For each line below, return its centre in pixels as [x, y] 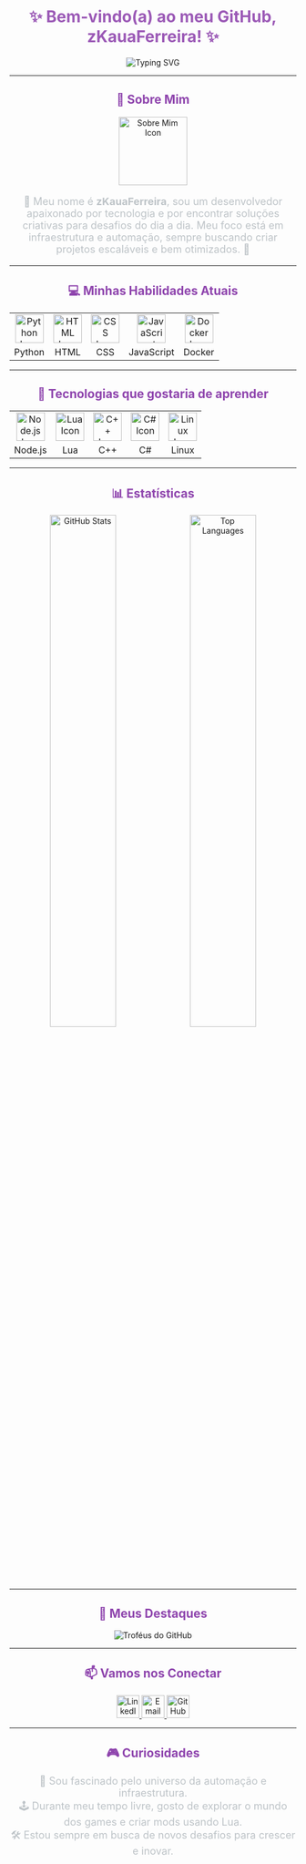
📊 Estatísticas [153, 493]
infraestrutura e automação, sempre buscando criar [153, 237]
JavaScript [152, 352]
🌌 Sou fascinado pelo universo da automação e [153, 1781]
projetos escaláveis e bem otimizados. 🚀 [153, 249]
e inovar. [153, 1851]
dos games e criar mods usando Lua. [153, 1822]
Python [30, 352]
